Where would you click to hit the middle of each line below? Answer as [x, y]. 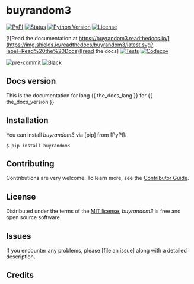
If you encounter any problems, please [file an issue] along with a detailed [96, 250]
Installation [27, 120]
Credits [20, 275]
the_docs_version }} [30, 102]
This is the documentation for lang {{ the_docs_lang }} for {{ [79, 95]
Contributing [30, 164]
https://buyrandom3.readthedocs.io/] [125, 38]
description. [21, 257]
